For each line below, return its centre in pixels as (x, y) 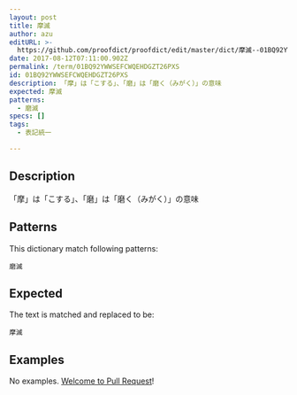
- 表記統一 (34, 133)
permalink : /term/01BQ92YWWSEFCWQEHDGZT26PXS (94, 67)
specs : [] (27, 116)
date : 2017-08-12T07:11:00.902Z (69, 58)
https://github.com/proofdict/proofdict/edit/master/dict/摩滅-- (139, 50)
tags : (19, 125)
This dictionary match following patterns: (84, 248)
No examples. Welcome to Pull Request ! (82, 381)
